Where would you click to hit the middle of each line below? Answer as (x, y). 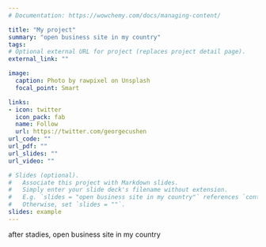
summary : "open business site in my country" (84, 37)
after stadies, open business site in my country (84, 234)
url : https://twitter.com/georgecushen (81, 132)
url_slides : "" (33, 153)
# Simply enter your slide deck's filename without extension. (118, 190)
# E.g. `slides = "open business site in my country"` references (123, 197)
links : (19, 102)
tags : (17, 44)
